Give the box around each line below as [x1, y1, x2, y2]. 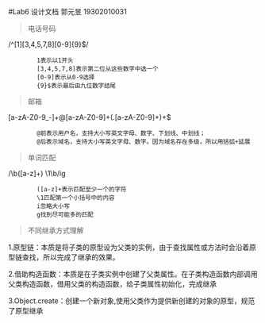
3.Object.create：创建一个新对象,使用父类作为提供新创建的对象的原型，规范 [8, 296, 255, 306]
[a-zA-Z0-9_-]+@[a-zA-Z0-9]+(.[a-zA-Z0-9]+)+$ [8, 113, 171, 121]
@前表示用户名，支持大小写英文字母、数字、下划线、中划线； [36, 129, 206, 137]
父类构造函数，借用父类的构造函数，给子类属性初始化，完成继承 [8, 279, 217, 288]
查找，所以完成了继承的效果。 [21, 252, 120, 262]
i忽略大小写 [36, 202, 70, 210]
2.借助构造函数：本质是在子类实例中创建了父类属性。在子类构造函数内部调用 [8, 269, 258, 279]
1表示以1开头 [36, 56, 74, 64]
